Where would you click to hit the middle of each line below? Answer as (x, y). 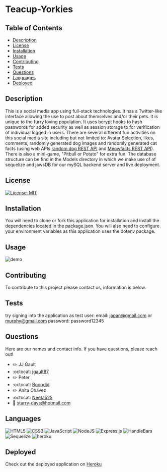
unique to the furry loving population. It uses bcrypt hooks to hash (74, 122)
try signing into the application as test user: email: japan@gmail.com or (79, 315)
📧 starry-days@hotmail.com (41, 403)
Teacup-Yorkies (39, 9)
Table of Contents (34, 28)
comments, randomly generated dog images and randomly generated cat (81, 143)
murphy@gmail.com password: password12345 (55, 321)
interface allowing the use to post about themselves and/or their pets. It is (82, 116)
